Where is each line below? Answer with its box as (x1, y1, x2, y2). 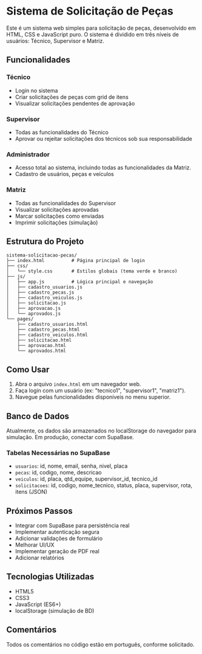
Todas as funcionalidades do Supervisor (15, 199, 116, 207)
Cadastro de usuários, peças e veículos (15, 170, 114, 178)
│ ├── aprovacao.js (6, 305, 61, 312)
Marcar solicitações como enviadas (15, 212, 104, 220)
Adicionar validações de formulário (15, 535, 103, 542)
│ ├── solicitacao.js (6, 300, 67, 306)
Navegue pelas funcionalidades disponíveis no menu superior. (15, 393, 171, 401)
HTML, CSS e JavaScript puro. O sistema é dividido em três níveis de (6, 30, 179, 38)
